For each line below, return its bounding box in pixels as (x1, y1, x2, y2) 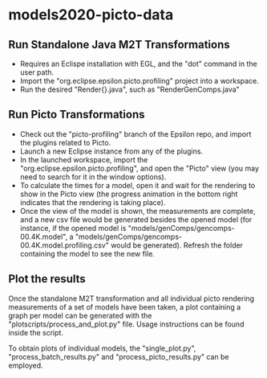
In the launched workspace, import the (19, 154, 148, 164)
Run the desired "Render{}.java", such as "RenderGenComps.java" (19, 84, 241, 94)
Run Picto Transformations (8, 108, 145, 121)
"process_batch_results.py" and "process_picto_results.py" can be (8, 351, 229, 361)
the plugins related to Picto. (19, 138, 111, 147)
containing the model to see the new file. (19, 249, 155, 258)
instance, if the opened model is (19, 223, 127, 232)
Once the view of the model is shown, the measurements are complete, (19, 206, 256, 216)
